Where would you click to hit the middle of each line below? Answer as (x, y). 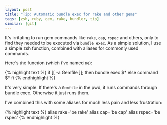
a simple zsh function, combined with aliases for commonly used (72, 48)
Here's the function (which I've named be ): (49, 63)
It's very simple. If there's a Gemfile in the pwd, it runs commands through (81, 88)
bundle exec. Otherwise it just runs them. (47, 93)
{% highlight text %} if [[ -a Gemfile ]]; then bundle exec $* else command (82, 73)
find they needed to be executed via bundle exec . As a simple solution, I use (83, 43)
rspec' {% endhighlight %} (32, 118)
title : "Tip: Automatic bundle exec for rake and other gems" (71, 14)
